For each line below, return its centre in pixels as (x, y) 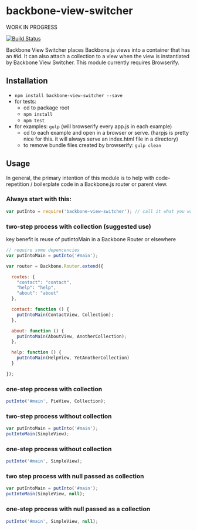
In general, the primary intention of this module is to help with (80, 178)
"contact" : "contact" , (44, 282)
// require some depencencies (43, 250)
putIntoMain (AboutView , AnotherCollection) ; (72, 336)
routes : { (23, 277)
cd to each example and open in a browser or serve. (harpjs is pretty (106, 132)
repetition (18, 184)
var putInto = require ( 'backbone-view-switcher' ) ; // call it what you (95, 211)
